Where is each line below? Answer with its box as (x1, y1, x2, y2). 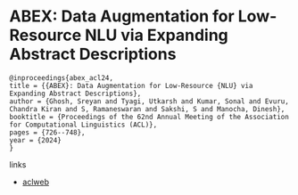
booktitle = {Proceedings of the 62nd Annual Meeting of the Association (9, 112, 290, 121)
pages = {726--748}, (9, 127, 87, 137)
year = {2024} (9, 135, 62, 144)
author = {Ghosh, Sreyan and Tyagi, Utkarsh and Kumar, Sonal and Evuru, (9, 96, 290, 106)
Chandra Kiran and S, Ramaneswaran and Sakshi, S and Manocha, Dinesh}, (9, 104, 286, 113)
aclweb (21, 176, 49, 187)
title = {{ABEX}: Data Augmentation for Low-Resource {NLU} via (9, 81, 253, 90)
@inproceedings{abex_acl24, (9, 73, 114, 82)
